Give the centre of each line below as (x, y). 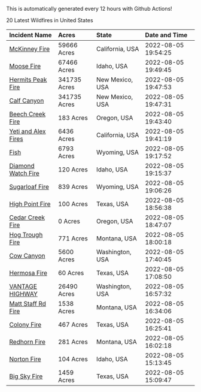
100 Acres (73, 204)
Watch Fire (25, 173)
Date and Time (166, 35)
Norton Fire (25, 359)
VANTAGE (23, 286)
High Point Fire (30, 204)
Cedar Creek (27, 217)
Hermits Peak (28, 79)
